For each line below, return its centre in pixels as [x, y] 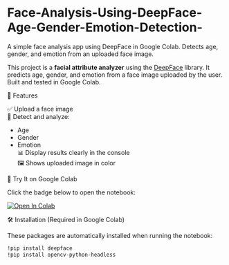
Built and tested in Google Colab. [54, 82]
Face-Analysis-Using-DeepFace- [105, 13]
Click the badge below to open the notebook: [72, 192]
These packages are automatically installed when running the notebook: [110, 235]
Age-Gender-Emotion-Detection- [105, 27]
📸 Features [22, 95]
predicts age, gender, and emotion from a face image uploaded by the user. [115, 75]
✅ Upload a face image [40, 109]
